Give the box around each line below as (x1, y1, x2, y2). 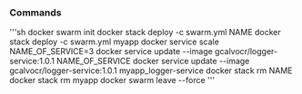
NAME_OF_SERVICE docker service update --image (55, 56, 250, 67)
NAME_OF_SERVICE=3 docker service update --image (9, 46, 214, 57)
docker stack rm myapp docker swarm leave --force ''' (9, 75, 216, 86)
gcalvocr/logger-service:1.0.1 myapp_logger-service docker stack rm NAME (9, 65, 293, 76)
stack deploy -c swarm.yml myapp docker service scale (9, 36, 220, 47)
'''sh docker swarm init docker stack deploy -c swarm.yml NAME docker (9, 27, 282, 38)
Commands (9, 6, 62, 19)
